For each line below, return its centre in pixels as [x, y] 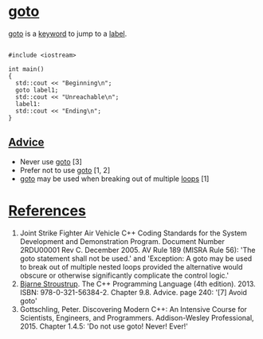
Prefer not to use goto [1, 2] [65, 170]
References [47, 211]
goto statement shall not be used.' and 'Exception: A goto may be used [136, 258]
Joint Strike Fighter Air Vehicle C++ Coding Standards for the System [133, 233]
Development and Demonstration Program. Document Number [122, 241]
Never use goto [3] [51, 161]
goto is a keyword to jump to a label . [68, 34]
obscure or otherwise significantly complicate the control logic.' [124, 275]
